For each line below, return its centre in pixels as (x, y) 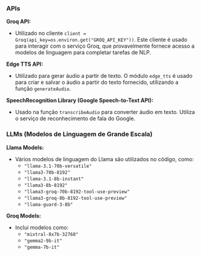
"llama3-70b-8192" (47, 172)
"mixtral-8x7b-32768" (51, 234)
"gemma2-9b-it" (43, 241)
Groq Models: (24, 216)
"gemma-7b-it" (42, 247)
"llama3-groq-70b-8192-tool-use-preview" (77, 191)
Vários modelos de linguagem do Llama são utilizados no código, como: (104, 159)
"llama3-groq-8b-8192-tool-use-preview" (75, 198)
